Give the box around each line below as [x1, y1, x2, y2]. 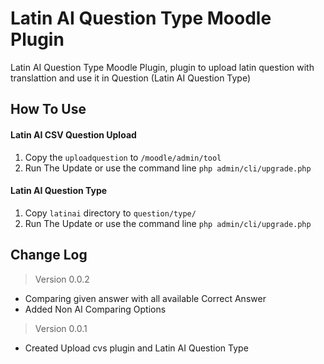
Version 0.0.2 [34, 273, 90, 285]
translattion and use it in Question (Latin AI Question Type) [10, 72, 252, 84]
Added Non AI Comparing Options [24, 303, 167, 315]
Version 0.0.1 [34, 322, 88, 334]
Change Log [10, 247, 88, 264]
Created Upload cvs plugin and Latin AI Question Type [24, 342, 249, 354]
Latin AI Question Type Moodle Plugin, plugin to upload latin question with [10, 61, 315, 73]
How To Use [10, 101, 87, 118]
